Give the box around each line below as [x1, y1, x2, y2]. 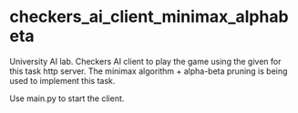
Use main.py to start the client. [9, 93, 125, 104]
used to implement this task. [9, 75, 116, 86]
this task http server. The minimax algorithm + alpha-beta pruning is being [9, 66, 288, 77]
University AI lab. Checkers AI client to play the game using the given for [9, 56, 282, 67]
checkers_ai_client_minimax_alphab [9, 6, 289, 27]
